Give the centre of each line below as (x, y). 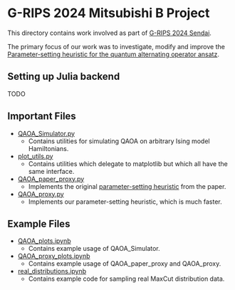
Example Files (39, 223)
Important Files (42, 116)
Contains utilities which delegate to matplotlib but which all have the (128, 164)
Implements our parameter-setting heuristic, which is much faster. (125, 202)
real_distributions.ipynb (52, 271)
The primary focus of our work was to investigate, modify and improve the (116, 46)
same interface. (51, 171)
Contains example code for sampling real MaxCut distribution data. (126, 279)
